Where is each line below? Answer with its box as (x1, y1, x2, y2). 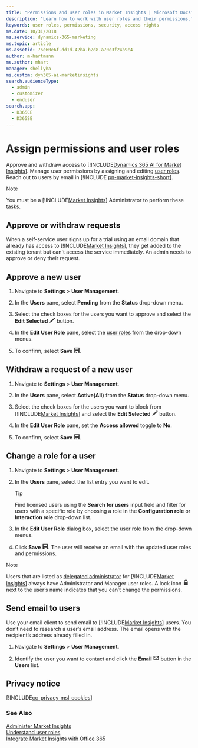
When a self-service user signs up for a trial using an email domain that (6, 236, 180, 243)
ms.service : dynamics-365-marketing (6, 34, 96, 41)
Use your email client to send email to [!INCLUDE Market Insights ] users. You (6, 619, 192, 626)
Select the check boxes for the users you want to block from (14, 403, 162, 410)
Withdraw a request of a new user (6, 364, 133, 375)
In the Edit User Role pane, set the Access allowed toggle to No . (14, 422, 172, 429)
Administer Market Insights (6, 722, 72, 730)
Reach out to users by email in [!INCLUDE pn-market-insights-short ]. (6, 174, 173, 181)
